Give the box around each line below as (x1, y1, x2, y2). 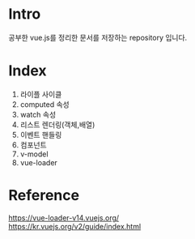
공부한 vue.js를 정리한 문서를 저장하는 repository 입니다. (8, 32, 188, 42)
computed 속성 (19, 99, 70, 109)
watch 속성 (19, 109, 57, 119)
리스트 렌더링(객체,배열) (19, 119, 95, 130)
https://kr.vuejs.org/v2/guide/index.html (8, 221, 142, 231)
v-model (19, 149, 49, 159)
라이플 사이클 (19, 89, 62, 99)
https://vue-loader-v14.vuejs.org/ (8, 212, 120, 223)
